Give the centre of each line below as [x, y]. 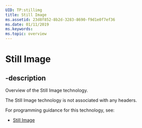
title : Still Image [26, 15]
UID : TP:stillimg [24, 10]
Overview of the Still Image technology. [47, 90]
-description [26, 78]
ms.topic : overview [26, 34]
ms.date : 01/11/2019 [27, 24]
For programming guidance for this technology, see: [60, 110]
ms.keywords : [19, 29]
